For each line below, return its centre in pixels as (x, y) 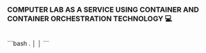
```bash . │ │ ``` (28, 43)
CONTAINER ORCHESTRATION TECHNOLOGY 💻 (90, 19)
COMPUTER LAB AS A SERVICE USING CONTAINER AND (103, 10)
